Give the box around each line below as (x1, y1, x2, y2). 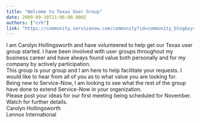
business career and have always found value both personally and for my (6, 54, 186, 61)
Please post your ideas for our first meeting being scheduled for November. (6, 92, 192, 99)
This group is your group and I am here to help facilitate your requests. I (6, 67, 182, 74)
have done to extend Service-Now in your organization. (6, 86, 142, 93)
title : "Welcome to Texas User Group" (6, 8, 102, 15)
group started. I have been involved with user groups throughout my (6, 48, 174, 55)
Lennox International (6, 111, 57, 118)
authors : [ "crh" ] (6, 20, 49, 26)
